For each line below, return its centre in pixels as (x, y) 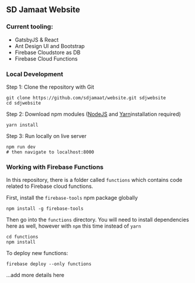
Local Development (35, 74)
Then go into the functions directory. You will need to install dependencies (97, 220)
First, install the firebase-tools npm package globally (72, 198)
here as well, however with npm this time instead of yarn (74, 226)
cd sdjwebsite (24, 103)
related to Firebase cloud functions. (50, 186)
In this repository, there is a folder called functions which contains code (94, 180)
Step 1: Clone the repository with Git (50, 87)
